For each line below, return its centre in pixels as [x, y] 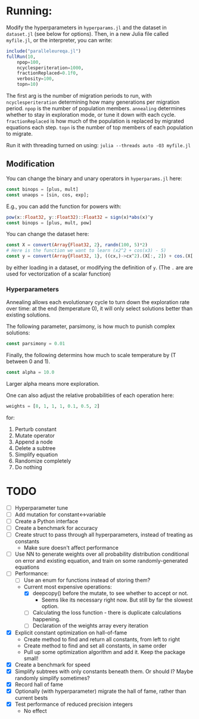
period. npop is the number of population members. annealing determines [96, 109]
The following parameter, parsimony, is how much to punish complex [91, 327]
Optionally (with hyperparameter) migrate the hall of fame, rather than [100, 691]
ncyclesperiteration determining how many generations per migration [93, 102]
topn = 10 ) [28, 85]
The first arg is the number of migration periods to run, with [79, 96]
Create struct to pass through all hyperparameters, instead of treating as [104, 535]
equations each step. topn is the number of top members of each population [100, 128]
